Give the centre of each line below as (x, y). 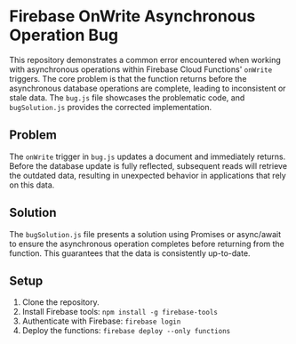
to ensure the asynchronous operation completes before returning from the (147, 244)
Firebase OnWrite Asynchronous (132, 16)
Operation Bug (64, 35)
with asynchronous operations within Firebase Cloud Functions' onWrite (141, 69)
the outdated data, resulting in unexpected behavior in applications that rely (148, 175)
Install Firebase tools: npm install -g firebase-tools (120, 312)
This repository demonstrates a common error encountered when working (145, 60)
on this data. (32, 185)
